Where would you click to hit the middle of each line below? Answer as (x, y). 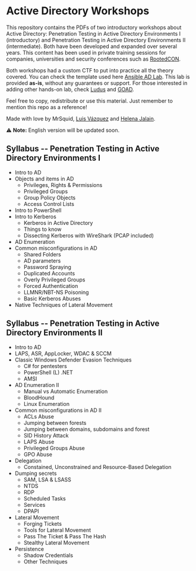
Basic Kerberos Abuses (52, 299)
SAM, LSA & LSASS (47, 480)
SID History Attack (46, 435)
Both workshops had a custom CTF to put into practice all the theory (90, 70)
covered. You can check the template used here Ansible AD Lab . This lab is (98, 77)
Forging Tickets (43, 524)
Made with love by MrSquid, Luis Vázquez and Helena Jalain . (81, 118)
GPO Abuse (38, 454)
